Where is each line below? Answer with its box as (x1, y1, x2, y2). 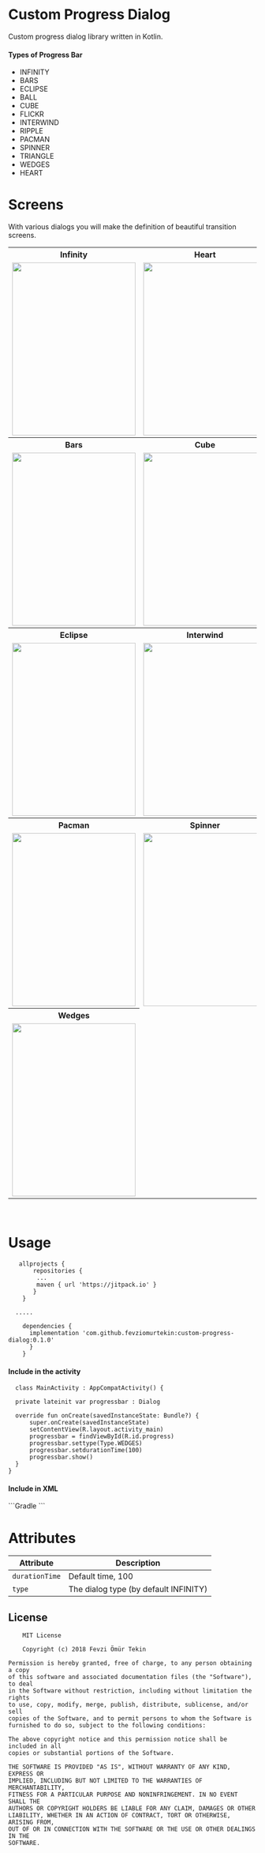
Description (115, 1557, 161, 1568)
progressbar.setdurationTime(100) (28, 1447, 144, 1455)
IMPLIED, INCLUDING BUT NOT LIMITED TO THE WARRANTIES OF (8, 1777, 203, 1785)
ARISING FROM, (8, 1818, 55, 1827)
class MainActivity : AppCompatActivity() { (15, 1384, 164, 1392)
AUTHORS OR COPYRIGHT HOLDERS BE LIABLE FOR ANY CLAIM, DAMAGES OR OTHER (8, 1805, 256, 1813)
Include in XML (8, 1484, 58, 1493)
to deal (8, 1680, 34, 1689)
